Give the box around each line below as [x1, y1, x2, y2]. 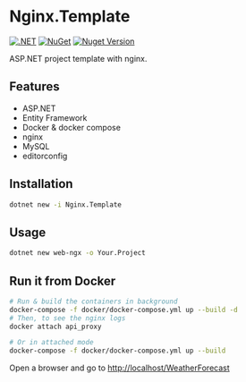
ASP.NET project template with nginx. [9, 53, 148, 64]
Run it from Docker [9, 273, 116, 288]
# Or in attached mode [9, 338, 94, 347]
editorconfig [21, 150, 68, 161]
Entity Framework [21, 112, 88, 123]
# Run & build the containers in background [9, 297, 178, 306]
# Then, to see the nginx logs [9, 313, 126, 323]
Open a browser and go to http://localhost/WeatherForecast [9, 362, 230, 373]
